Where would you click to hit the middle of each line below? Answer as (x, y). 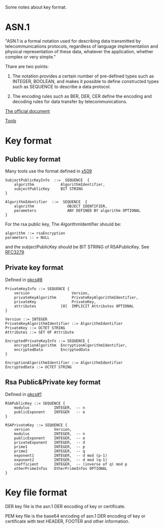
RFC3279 (15, 252)
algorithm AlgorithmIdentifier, (60, 184)
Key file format (36, 492)
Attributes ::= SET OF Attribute (40, 332)
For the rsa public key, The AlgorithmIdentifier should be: (63, 224)
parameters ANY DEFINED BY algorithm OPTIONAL (77, 211)
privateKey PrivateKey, (55, 302)
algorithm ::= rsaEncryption (35, 233)
